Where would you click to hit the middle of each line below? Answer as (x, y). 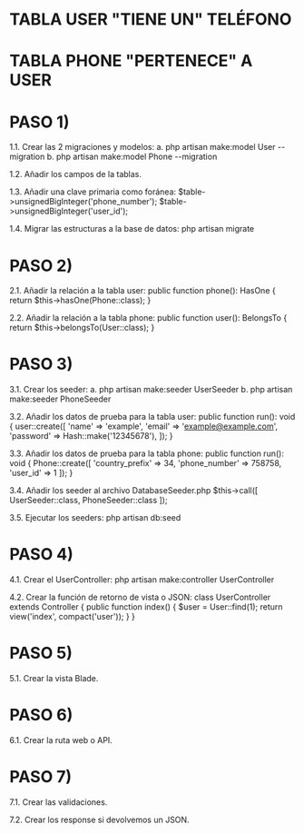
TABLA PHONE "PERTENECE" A (131, 61)
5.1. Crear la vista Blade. (54, 679)
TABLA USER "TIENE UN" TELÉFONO (151, 20)
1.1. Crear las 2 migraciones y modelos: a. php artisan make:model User (142, 147)
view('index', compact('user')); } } (73, 617)
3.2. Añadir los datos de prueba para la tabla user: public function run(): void (152, 417)
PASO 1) (39, 122)
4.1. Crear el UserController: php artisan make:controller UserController (142, 580)
